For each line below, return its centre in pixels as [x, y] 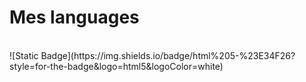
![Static [24, 55]
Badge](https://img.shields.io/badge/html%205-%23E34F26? [168, 55]
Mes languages [74, 17]
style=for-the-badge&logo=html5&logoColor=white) [116, 66]
